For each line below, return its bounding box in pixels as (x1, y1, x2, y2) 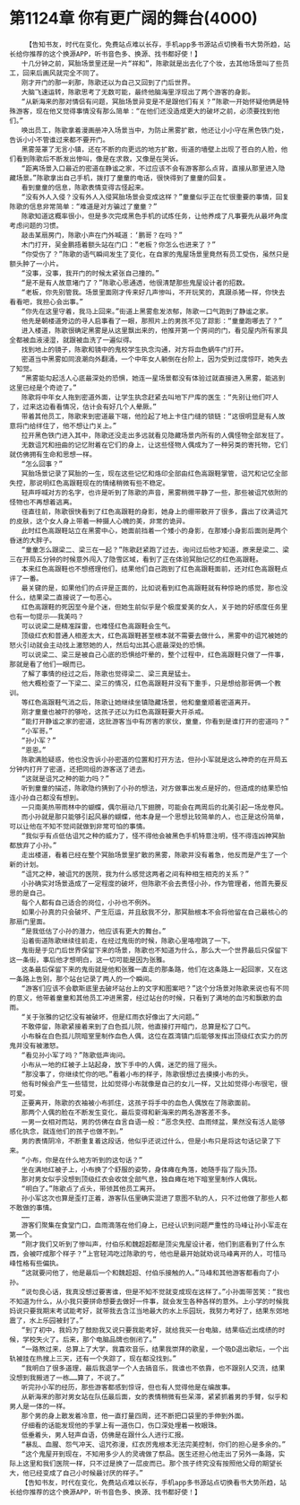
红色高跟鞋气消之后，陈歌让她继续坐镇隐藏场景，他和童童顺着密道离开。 (28, 697, 255, 707)
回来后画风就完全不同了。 (21, 68, 103, 77)
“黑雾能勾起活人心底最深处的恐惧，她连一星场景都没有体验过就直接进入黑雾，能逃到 (21, 373, 286, 382)
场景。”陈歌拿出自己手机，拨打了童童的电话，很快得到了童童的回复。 (15, 173, 230, 182)
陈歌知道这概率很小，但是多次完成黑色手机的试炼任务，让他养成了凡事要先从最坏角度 (21, 212, 288, 221)
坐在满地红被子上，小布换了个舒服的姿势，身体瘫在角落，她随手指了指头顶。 (21, 1165, 261, 1174)
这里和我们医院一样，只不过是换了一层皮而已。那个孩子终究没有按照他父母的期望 (21, 1459, 276, 1468)
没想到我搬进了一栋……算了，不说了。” (9, 1373, 125, 1382)
